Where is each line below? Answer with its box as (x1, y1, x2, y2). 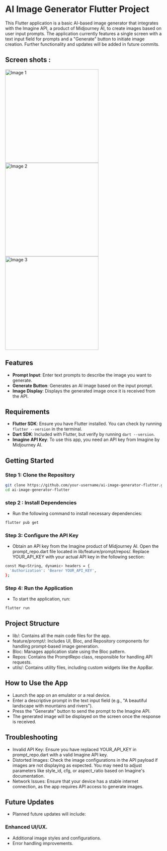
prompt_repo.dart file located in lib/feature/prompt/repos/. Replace (12, 549, 150, 555)
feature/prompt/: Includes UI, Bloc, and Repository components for (12, 638, 150, 644)
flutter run (5, 606, 30, 611)
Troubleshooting (5, 733, 58, 742)
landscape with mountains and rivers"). (12, 702, 93, 709)
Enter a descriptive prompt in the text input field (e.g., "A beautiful (12, 697, 148, 703)
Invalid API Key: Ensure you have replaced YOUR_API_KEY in (12, 746, 137, 752)
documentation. (12, 773, 45, 779)
